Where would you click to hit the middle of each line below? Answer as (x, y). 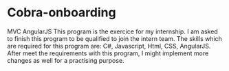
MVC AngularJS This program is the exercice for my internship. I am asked (112, 31)
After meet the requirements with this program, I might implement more (108, 53)
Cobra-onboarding (62, 13)
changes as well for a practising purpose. (66, 60)
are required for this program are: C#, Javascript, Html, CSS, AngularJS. (109, 46)
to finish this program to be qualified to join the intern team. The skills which (115, 38)
